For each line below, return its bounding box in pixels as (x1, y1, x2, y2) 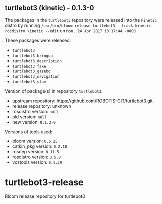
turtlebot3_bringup (12, 53, 53, 58)
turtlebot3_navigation (12, 74, 60, 79)
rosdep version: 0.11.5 (12, 148, 60, 154)
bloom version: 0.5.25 (12, 138, 58, 144)
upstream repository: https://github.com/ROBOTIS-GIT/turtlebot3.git (12, 98, 153, 104)
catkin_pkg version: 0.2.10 (12, 143, 67, 149)
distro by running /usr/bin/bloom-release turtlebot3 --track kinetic (5, 22, 151, 28)
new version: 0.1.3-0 (12, 119, 56, 125)
